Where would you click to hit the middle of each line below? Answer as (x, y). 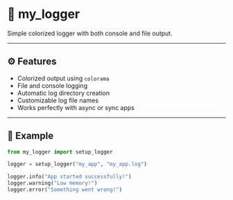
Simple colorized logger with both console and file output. (90, 33)
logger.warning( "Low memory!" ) (52, 183)
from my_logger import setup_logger (60, 152)
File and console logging (52, 85)
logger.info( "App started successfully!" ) (69, 177)
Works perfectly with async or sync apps (76, 107)
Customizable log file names (58, 100)
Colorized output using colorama (63, 78)
